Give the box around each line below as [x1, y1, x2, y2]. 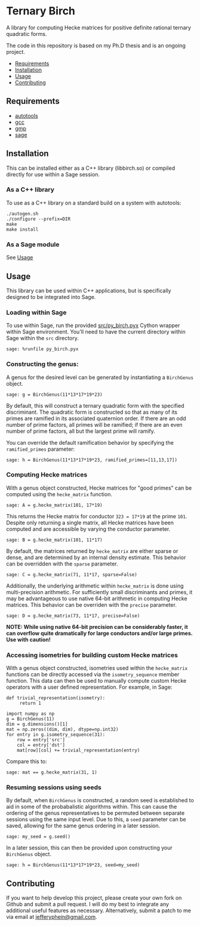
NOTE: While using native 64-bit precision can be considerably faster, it [6, 623, 188, 630]
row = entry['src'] [17, 737, 66, 743]
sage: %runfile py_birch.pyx [6, 346, 79, 352]
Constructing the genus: [6, 360, 79, 368]
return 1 [19, 701, 42, 707]
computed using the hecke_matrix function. [6, 490, 112, 497]
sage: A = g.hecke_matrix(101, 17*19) [6, 502, 103, 508]
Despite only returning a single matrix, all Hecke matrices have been [6, 519, 174, 526]
